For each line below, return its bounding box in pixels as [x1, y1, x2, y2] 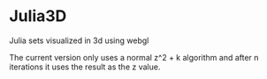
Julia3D [9, 6, 67, 26]
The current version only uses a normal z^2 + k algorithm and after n [9, 52, 259, 62]
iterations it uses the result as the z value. [9, 61, 161, 72]
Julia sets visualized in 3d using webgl [9, 35, 149, 46]
